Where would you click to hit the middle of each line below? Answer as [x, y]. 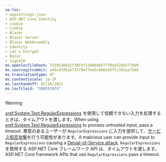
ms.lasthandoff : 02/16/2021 [34, 84]
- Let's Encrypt [22, 51]
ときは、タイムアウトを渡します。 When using [52, 119]
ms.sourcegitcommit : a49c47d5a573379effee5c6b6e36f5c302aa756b [72, 70]
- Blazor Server [22, 38]
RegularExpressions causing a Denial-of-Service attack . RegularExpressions [83, 143]
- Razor [13, 56]
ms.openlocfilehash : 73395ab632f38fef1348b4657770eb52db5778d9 [72, 65]
